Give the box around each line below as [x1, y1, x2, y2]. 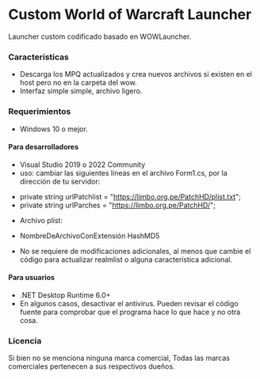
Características [8, 51, 69, 63]
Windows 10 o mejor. [19, 124, 89, 134]
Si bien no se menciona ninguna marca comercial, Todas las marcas [8, 354, 230, 363]
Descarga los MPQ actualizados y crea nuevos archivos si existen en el [19, 70, 252, 79]
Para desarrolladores [8, 142, 79, 152]
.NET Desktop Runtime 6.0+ [19, 290, 111, 300]
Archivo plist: [19, 215, 63, 225]
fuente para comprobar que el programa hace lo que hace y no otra [19, 307, 241, 316]
